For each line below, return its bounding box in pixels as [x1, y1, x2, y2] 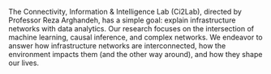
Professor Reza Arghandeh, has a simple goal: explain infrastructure [8, 15, 236, 25]
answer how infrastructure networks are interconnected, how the [8, 41, 226, 51]
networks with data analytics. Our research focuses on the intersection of [8, 24, 255, 33]
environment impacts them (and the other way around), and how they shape [8, 50, 263, 59]
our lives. [8, 58, 39, 68]
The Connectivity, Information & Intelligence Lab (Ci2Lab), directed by [8, 7, 242, 16]
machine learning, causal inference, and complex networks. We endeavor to [8, 32, 263, 42]
